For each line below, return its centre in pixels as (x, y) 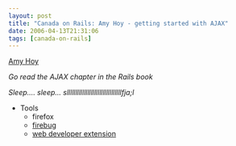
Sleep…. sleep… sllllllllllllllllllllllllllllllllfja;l (71, 93)
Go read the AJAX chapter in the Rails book (81, 77)
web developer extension (74, 134)
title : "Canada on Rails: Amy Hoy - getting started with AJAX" (118, 23)
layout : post (30, 16)
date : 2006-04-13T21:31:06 (54, 31)
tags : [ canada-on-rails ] (50, 38)
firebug (44, 125)
